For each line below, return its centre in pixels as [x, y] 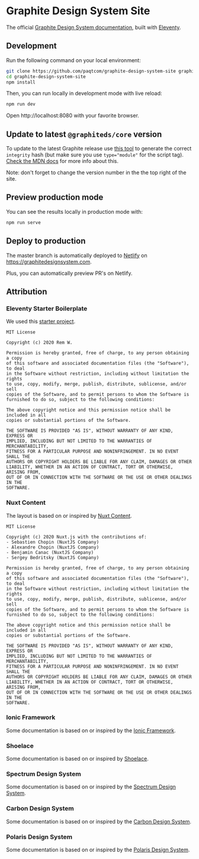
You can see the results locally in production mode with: [75, 211]
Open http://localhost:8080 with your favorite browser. [73, 116]
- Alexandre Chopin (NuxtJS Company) [53, 547]
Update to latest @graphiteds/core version [84, 134]
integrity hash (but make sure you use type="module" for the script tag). [95, 155]
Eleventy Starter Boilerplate [47, 308]
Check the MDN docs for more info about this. [62, 161]
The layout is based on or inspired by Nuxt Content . [69, 515]
